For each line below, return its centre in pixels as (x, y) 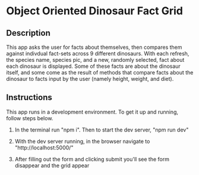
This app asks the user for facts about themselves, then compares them (94, 47)
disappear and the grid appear (52, 165)
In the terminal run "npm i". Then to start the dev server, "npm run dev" (102, 130)
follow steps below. (30, 118)
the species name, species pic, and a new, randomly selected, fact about (95, 60)
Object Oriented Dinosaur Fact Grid (94, 11)
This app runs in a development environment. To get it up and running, (92, 112)
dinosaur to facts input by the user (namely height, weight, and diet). (90, 79)
